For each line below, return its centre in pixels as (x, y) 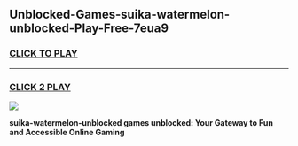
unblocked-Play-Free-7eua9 (89, 29)
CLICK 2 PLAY (40, 87)
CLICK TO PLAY (43, 54)
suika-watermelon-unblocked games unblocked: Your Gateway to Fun (141, 122)
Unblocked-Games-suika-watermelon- (120, 15)
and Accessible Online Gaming (67, 132)
